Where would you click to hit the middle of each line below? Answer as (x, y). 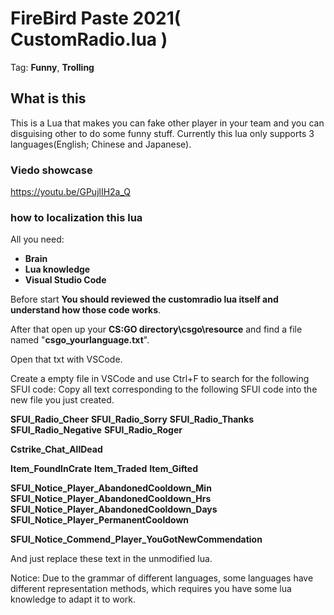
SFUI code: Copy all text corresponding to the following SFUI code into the (164, 389)
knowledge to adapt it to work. (73, 599)
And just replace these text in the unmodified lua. (111, 559)
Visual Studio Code (65, 280)
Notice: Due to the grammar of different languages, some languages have (162, 578)
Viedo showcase (51, 170)
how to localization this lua (76, 217)
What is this (48, 98)
